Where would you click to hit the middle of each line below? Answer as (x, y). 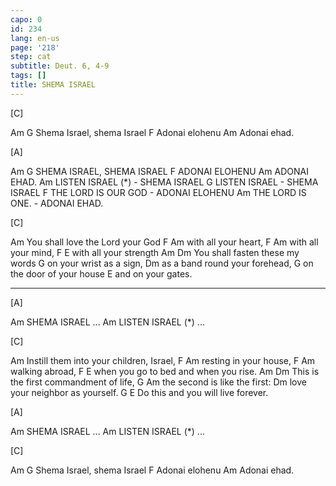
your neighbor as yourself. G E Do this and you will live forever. (139, 392)
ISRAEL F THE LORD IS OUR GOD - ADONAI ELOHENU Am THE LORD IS (158, 192)
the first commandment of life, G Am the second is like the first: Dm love (158, 382)
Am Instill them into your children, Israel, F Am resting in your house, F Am (163, 360)
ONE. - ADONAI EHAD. (57, 203)
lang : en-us (35, 38)
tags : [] (28, 76)
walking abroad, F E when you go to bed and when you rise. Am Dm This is (165, 371)
